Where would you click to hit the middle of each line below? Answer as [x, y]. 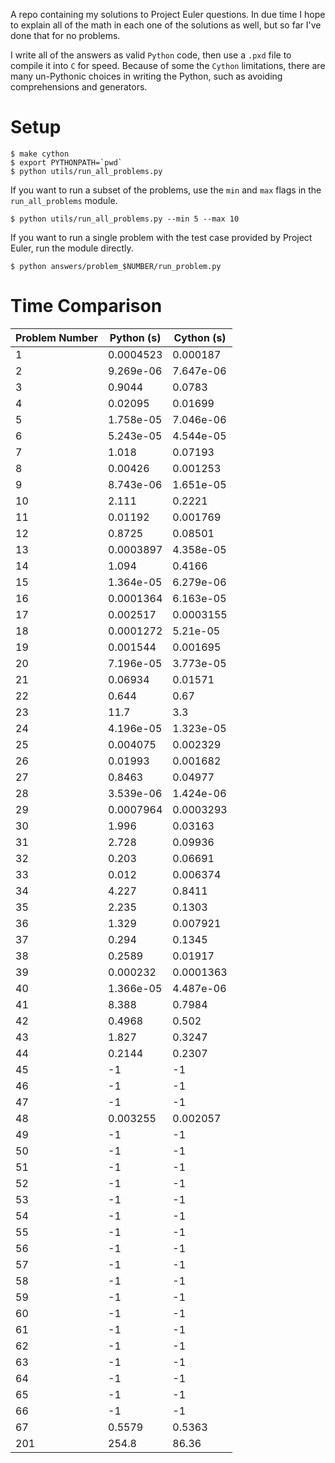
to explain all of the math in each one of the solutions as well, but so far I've [166, 25]
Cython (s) [200, 337]
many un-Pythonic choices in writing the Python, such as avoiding [146, 76]
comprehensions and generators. [79, 87]
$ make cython [40, 154]
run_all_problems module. [64, 200]
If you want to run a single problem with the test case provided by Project [161, 237]
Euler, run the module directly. [72, 248]
